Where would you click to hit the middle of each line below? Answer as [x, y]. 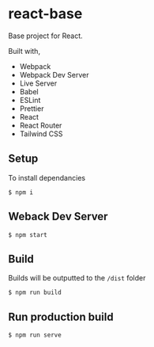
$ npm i [21, 192]
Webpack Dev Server [54, 74]
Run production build [61, 316]
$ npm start [28, 235]
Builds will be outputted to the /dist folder [77, 278]
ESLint [30, 100]
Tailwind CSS [41, 133]
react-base [45, 14]
